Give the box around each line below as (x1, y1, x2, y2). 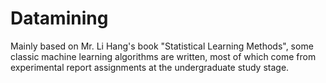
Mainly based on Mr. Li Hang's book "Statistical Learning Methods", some (10, 40, 314, 52)
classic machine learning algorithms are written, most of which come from (10, 50, 317, 62)
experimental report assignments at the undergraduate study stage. (10, 61, 290, 73)
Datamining (10, 7, 109, 30)
